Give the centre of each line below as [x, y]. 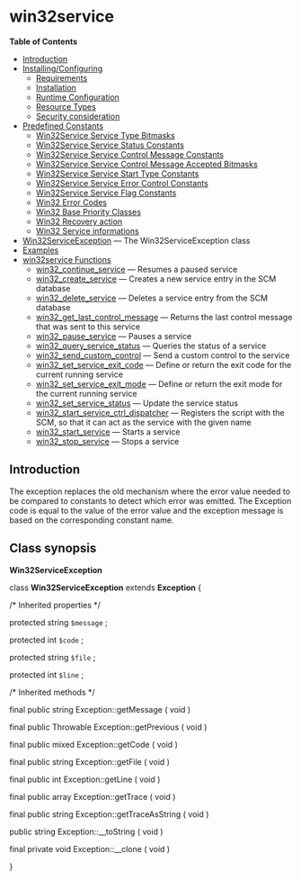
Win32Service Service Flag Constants [106, 193]
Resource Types [66, 106]
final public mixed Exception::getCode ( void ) [93, 744]
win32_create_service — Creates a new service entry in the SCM [156, 278]
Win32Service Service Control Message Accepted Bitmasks [146, 164]
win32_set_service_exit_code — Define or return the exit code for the [164, 364]
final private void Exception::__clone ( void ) [90, 849]
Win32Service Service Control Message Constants [130, 154]
